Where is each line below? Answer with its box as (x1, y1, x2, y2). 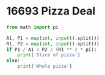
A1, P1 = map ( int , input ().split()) (6, 35, 100, 41)
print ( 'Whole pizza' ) (17, 64, 72, 70)
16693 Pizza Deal (6, 4, 96, 18)
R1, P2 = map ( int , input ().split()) (6, 41, 100, 47)
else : (6, 57, 20, 64)
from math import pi (6, 24, 59, 30)
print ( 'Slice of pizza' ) (17, 52, 81, 58)
